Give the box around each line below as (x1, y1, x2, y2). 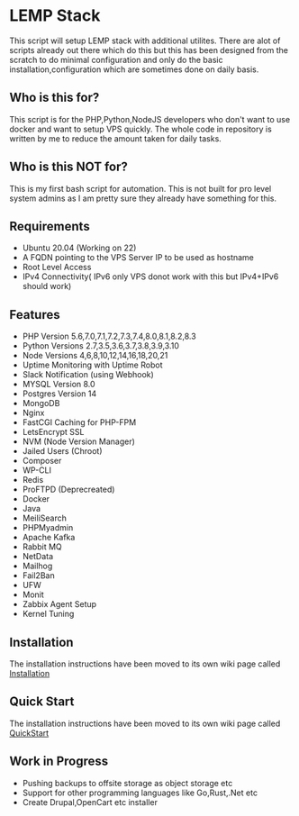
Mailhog (22, 560, 53, 572)
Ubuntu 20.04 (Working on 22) (22, 242, 137, 253)
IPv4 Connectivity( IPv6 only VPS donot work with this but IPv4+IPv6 (22, 271, 279, 282)
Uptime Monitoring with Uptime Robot (22, 359, 163, 370)
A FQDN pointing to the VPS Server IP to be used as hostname (22, 252, 255, 263)
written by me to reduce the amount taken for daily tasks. (9, 132, 222, 144)
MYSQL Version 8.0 (22, 379, 96, 390)
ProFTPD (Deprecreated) (22, 484, 115, 495)
